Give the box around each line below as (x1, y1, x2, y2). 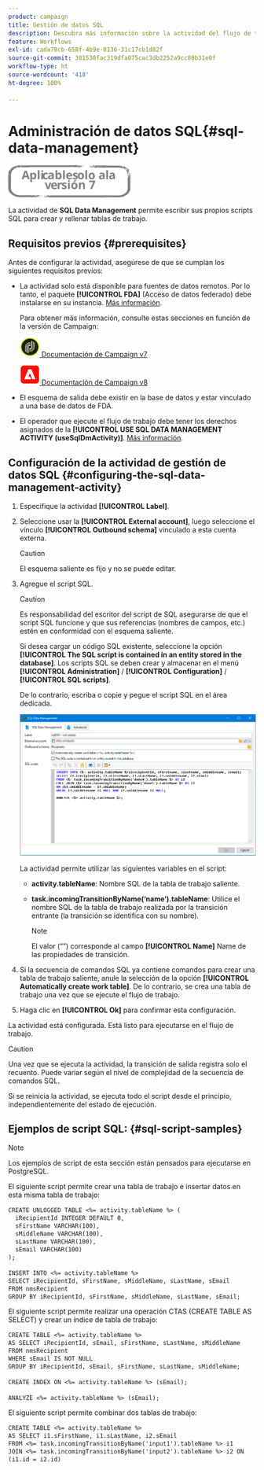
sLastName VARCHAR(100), (15, 1238, 97, 1246)
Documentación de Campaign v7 (41, 350, 148, 359)
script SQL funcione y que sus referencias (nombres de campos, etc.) (19, 618, 246, 628)
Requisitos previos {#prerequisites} (8, 237, 187, 250)
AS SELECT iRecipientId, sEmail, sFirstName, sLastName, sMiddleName (8, 1339, 241, 1347)
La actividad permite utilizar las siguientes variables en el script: (19, 864, 227, 873)
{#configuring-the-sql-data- (61, 468, 206, 481)
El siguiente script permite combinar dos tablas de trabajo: (8, 1408, 198, 1417)
